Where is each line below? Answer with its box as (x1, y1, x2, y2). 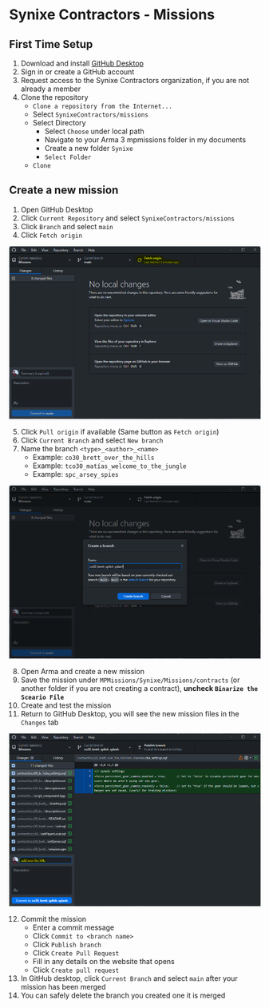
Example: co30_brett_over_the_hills (32, 453, 155, 462)
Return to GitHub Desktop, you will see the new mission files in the (20, 708, 239, 718)
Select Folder (44, 153, 92, 161)
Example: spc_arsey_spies (32, 470, 119, 479)
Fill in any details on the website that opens (32, 957, 175, 966)
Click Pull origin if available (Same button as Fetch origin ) (20, 427, 220, 437)
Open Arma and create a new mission (20, 666, 144, 676)
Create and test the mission (20, 700, 112, 710)
